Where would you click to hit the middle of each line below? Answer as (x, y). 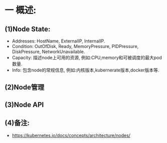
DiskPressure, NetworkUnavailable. (48, 51)
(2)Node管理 (25, 87)
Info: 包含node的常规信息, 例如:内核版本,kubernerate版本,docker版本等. (86, 70)
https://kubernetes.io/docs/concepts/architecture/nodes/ (71, 135)
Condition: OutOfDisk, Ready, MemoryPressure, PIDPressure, (75, 46)
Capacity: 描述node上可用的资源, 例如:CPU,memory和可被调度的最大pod (87, 57)
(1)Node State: (28, 29)
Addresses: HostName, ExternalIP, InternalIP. (58, 41)
